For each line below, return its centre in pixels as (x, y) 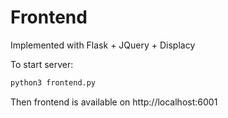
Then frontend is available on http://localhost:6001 (114, 102)
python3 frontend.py (53, 82)
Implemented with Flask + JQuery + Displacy (103, 45)
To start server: (42, 64)
